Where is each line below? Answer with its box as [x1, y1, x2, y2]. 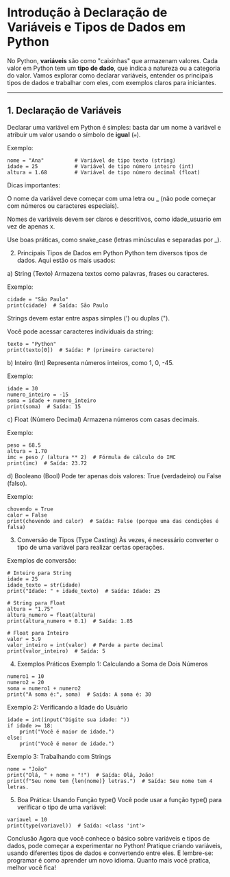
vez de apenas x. [7, 222, 55, 231]
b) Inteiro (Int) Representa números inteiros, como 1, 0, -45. [7, 358, 175, 366]
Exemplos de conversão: [7, 556, 77, 564]
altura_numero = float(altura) [7, 611, 97, 618]
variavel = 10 [7, 816, 48, 823]
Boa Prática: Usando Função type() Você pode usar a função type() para [16, 795, 222, 804]
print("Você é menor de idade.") [19, 740, 115, 747]
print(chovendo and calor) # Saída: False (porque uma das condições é [7, 517, 219, 524]
